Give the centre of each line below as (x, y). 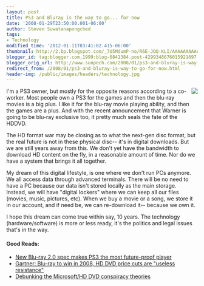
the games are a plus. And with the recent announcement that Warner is (96, 111)
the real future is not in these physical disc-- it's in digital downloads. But (98, 142)
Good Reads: (23, 243)
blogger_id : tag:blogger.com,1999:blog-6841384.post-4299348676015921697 (102, 57)
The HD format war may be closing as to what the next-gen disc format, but (101, 135)
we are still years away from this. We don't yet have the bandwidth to (93, 148)
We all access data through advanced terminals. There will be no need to (97, 179)
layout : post (23, 12)
